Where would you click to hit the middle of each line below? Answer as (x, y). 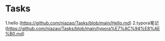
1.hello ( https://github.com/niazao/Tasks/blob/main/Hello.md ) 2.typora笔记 (82, 23)
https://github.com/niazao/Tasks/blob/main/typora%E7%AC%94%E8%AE (83, 28)
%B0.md (14, 34)
